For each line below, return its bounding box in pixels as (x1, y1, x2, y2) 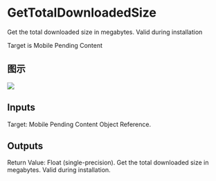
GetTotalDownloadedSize (7, 5, 157, 21)
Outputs (7, 140, 44, 152)
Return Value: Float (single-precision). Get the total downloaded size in (7, 158, 209, 167)
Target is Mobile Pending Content (7, 41, 102, 49)
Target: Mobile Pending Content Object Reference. (7, 120, 151, 128)
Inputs (7, 102, 36, 114)
